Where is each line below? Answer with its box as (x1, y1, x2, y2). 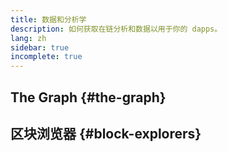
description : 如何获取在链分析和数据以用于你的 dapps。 (10, 24, 223, 34)
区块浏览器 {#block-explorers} (10, 125, 202, 142)
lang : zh (10, 33, 47, 43)
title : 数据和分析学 (10, 14, 87, 25)
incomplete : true (10, 52, 83, 62)
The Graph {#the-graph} (10, 89, 167, 106)
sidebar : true (10, 42, 70, 53)
